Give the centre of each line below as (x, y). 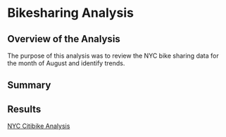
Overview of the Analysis (64, 39)
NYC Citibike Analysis (39, 126)
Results (24, 109)
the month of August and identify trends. (66, 63)
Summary (29, 85)
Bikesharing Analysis (70, 13)
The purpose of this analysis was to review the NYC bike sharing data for (113, 56)
